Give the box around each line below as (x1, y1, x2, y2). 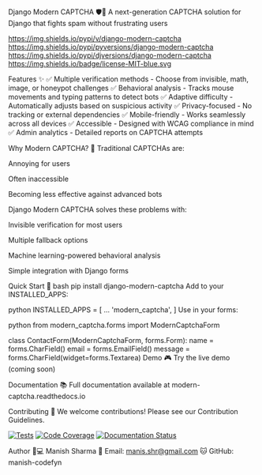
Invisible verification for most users (8, 221, 123, 229)
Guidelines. (8, 415, 45, 424)
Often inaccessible (8, 174, 69, 183)
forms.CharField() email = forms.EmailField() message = (8, 344, 191, 353)
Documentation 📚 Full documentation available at (8, 380, 170, 390)
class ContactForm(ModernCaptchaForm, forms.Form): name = (8, 336, 215, 345)
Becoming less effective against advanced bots (8, 190, 163, 198)
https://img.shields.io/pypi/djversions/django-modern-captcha (8, 51, 211, 60)
